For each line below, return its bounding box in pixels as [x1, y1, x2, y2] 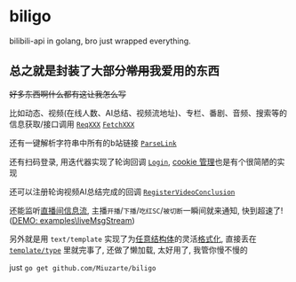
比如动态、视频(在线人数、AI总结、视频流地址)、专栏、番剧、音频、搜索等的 [9, 107, 287, 118]
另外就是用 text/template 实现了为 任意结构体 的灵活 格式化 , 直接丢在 [9, 233, 257, 244]
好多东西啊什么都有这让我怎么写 [9, 89, 126, 99]
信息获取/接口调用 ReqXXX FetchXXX [9, 118, 135, 129]
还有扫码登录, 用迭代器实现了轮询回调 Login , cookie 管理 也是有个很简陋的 [9, 156, 277, 167]
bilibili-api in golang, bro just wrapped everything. [9, 35, 191, 46]
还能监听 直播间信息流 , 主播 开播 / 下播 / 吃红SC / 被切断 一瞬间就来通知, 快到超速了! [9, 205, 284, 215]
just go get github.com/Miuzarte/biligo [9, 262, 156, 272]
